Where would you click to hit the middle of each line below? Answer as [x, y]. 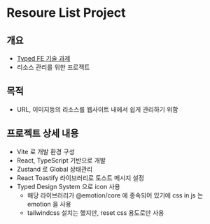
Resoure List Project [66, 13]
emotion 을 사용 [49, 204]
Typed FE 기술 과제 [43, 58]
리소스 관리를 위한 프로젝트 [53, 67]
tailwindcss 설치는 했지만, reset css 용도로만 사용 [96, 212]
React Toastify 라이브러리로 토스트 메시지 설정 [80, 178]
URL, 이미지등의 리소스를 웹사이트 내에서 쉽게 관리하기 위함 [97, 109]
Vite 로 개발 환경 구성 [45, 151]
